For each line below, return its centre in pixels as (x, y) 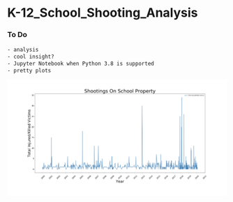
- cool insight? (31, 57)
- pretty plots (29, 71)
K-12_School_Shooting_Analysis (103, 13)
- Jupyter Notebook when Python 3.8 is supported (81, 64)
